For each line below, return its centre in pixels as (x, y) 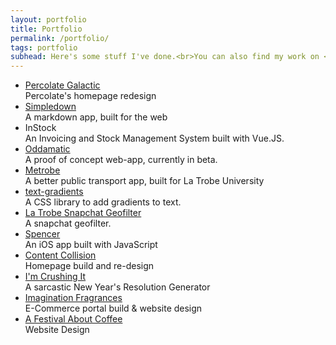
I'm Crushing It (55, 277)
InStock (40, 128)
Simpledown (50, 107)
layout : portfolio (48, 19)
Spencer (42, 234)
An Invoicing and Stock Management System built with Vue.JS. (154, 138)
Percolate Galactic (62, 85)
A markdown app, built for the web (96, 117)
